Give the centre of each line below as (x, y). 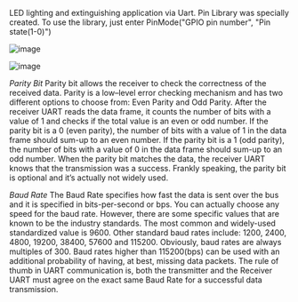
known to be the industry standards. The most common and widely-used (142, 223)
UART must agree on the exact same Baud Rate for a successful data (136, 280)
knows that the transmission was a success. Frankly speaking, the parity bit (148, 168)
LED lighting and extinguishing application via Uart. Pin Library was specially (149, 13)
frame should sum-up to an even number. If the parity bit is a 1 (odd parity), (147, 140)
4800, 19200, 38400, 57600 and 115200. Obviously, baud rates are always (145, 242)
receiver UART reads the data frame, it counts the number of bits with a (140, 111)
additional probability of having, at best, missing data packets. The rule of (144, 261)
